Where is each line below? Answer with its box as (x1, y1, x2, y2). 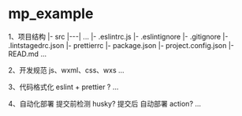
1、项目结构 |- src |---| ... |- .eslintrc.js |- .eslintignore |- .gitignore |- (8, 32, 229, 41)
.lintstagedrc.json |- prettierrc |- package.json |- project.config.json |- (8, 40, 235, 50)
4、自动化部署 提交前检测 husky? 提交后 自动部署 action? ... (8, 99, 202, 108)
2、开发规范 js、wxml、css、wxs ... (8, 65, 125, 75)
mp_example (8, 5, 94, 23)
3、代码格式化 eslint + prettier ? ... (8, 82, 119, 92)
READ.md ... (8, 49, 47, 58)
